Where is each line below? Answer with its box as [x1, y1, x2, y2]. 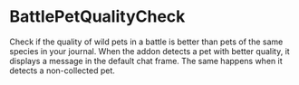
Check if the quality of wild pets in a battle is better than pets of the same [9, 36, 284, 47]
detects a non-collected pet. [9, 65, 116, 76]
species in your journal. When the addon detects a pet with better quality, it [9, 45, 290, 56]
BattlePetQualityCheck [9, 6, 186, 27]
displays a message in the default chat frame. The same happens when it [9, 55, 283, 66]
